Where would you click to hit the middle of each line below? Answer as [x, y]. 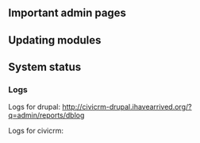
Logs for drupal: [35, 107]
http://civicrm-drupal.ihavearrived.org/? [127, 107]
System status [45, 67]
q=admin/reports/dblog [46, 115]
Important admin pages [67, 13]
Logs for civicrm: [36, 131]
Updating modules [55, 40]
